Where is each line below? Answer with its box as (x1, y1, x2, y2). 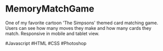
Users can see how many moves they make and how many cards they (5, 25, 151, 31)
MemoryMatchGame (5, 3, 94, 15)
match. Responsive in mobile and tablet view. (5, 30, 100, 36)
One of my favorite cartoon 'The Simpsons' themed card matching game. (5, 20, 158, 26)
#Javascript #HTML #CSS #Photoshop (5, 40, 87, 46)
